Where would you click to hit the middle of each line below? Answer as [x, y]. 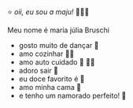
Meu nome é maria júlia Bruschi [58, 30]
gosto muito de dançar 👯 [59, 45]
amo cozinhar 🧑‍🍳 [46, 54]
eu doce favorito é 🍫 [52, 79]
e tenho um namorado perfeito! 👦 [72, 95]
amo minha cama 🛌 [50, 87]
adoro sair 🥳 [39, 71]
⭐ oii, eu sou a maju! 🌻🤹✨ [48, 12]
